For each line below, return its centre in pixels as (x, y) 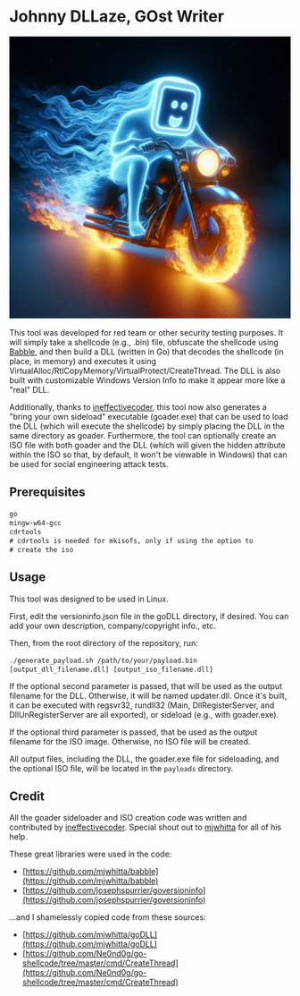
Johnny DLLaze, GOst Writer (117, 17)
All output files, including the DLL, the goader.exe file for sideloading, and (144, 759)
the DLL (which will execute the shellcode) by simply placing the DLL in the (147, 426)
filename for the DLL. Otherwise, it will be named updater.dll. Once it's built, (148, 695)
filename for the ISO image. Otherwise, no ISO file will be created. (130, 741)
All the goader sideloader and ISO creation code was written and (128, 818)
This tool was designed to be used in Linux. (89, 599)
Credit (27, 796)
